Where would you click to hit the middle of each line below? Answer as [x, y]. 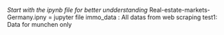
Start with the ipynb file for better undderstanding [77, 10]
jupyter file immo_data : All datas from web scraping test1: [136, 17]
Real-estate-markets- [180, 10]
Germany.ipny [27, 17]
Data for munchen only [40, 24]
